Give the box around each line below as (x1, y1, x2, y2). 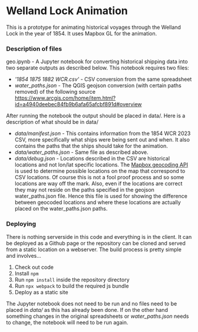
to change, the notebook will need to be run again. (6, 318, 128, 326)
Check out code (14, 264, 54, 271)
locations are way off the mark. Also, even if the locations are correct (14, 180, 183, 187)
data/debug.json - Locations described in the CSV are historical (14, 155, 170, 162)
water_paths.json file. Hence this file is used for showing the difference (14, 193, 187, 200)
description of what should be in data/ (6, 119, 99, 126)
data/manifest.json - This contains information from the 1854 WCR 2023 (14, 130, 191, 137)
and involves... (6, 252, 41, 259)
